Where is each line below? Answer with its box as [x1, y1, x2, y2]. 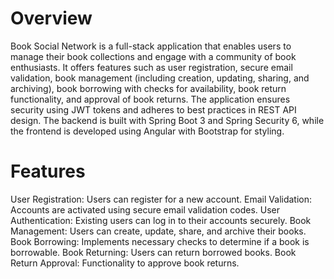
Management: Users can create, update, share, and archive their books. [10, 225, 307, 237]
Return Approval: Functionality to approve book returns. [10, 257, 240, 269]
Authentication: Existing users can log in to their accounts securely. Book [10, 214, 312, 226]
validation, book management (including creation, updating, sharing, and [10, 72, 310, 84]
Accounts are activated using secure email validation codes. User [10, 203, 280, 216]
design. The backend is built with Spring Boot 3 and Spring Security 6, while [10, 114, 325, 126]
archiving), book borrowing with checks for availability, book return [10, 82, 287, 94]
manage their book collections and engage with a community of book [10, 50, 297, 62]
